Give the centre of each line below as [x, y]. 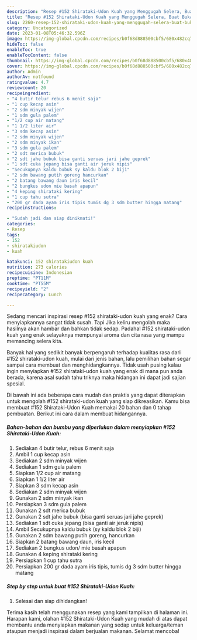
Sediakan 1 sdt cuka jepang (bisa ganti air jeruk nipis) [79, 523]
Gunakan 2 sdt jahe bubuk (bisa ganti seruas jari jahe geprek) [89, 517]
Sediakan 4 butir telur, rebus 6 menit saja [65, 448]
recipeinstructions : [32, 208]
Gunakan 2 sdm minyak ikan [49, 498]
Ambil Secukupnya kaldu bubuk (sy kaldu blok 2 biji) [78, 529]
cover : [15, 66]
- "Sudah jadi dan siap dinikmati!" [51, 219]
